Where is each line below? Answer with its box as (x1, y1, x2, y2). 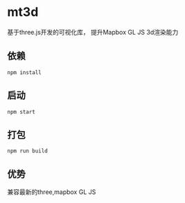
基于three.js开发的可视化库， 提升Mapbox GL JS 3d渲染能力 (7, 28, 179, 36)
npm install (7, 69, 42, 76)
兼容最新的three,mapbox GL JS (7, 188, 96, 196)
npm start (7, 108, 36, 115)
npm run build (7, 148, 49, 155)
